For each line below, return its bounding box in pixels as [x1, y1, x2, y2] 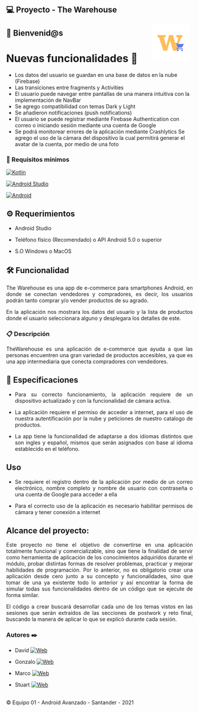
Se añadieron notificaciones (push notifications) [14, 109, 132, 116]
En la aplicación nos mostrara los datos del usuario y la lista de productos [6, 308, 193, 315]
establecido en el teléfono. [14, 445, 80, 452]
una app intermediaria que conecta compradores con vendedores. [6, 358, 168, 365]
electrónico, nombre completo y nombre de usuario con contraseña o [14, 485, 193, 492]
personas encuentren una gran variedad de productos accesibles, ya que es [6, 351, 193, 358]
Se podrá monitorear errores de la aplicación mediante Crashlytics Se [14, 128, 185, 135]
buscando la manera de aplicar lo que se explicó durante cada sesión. [6, 615, 177, 623]
